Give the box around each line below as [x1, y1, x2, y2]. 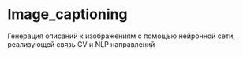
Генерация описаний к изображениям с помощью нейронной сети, [7, 31, 236, 41]
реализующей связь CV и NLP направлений [7, 39, 155, 48]
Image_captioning [7, 5, 128, 23]
